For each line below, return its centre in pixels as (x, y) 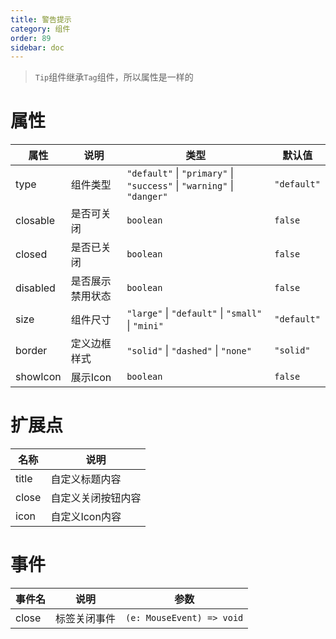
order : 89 (31, 38)
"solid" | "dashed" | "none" (189, 351)
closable (35, 221)
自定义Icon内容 (86, 517)
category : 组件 (40, 29)
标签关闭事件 (86, 619)
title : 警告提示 (41, 19)
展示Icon (91, 378)
